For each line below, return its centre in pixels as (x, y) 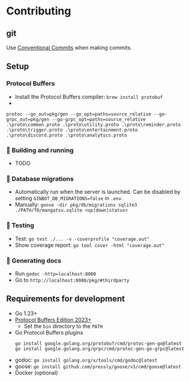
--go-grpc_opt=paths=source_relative (99, 119)
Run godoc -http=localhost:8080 (55, 273)
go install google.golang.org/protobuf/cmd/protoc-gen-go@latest (98, 344)
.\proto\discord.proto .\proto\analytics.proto (67, 135)
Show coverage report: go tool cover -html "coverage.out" (90, 245)
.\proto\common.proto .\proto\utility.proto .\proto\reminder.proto (94, 124)
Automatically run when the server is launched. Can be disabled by (98, 192)
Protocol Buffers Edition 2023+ (53, 320)
